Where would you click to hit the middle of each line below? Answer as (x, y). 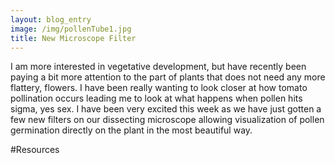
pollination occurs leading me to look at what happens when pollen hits (156, 98)
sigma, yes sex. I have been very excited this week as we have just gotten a (166, 109)
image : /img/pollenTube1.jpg (71, 29)
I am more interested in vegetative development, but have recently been (158, 67)
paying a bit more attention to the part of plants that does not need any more (168, 77)
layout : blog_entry (51, 19)
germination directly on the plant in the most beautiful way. (131, 130)
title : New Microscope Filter (73, 38)
